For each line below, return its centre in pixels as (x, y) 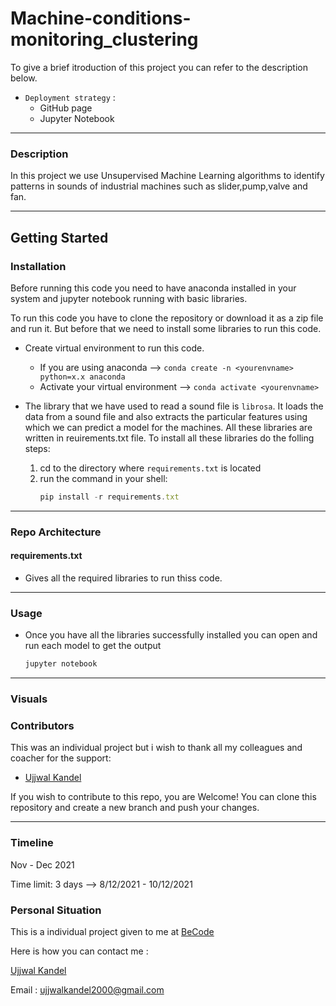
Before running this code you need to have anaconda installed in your (153, 288)
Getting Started (59, 237)
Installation (38, 266)
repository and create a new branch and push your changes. (135, 808)
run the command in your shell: (103, 478)
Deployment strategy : (70, 97)
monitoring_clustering (104, 39)
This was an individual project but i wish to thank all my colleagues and (156, 748)
